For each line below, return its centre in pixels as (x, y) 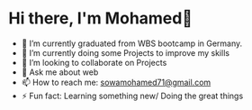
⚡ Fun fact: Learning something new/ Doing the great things (132, 96)
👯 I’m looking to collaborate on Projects (94, 62)
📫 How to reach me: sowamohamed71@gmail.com (116, 82)
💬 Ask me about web (60, 72)
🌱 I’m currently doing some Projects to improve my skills (126, 52)
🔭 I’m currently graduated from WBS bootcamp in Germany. (132, 43)
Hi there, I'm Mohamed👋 (100, 18)
